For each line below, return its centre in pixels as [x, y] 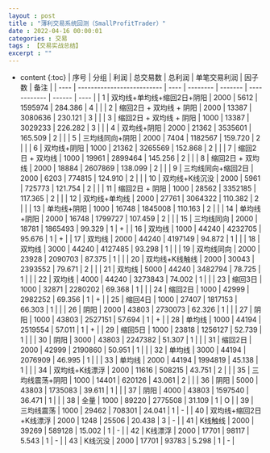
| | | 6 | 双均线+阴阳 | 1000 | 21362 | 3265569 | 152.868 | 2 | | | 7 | [128, 148]
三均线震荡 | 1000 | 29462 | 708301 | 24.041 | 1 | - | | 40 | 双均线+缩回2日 [141, 410]
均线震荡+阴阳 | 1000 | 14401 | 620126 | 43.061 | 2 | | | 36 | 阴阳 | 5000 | [139, 380]
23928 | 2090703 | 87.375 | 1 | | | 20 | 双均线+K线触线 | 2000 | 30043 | [137, 259]
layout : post [32, 16]
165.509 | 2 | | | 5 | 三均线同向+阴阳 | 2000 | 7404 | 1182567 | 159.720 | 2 [140, 138]
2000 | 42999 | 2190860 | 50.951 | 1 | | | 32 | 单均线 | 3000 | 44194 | [133, 350]
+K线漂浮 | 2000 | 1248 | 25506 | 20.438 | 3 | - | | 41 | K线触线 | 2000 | [137, 420]
